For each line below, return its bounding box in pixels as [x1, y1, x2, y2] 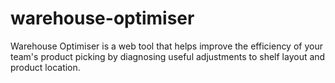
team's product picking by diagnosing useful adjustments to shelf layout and [10, 50, 326, 62]
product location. [10, 61, 81, 73]
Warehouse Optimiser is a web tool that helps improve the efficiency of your [10, 40, 323, 52]
